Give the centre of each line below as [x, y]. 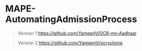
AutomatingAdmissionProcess [71, 19]
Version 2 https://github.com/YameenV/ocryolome [70, 42]
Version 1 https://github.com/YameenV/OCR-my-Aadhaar [77, 33]
